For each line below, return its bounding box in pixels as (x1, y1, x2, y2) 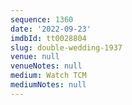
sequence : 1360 (10, 14, 74, 25)
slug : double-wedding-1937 (10, 42, 123, 53)
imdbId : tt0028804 (10, 33, 87, 43)
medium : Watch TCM (10, 71, 87, 81)
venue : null (10, 52, 60, 62)
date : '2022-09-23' (10, 24, 92, 34)
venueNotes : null (10, 61, 83, 71)
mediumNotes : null (10, 80, 87, 90)
